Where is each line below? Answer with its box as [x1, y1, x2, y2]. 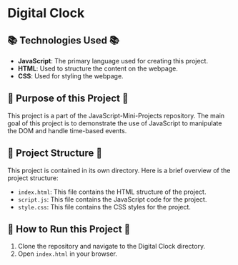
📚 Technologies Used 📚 [7, 34, 120, 46]
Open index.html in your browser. [17, 249, 118, 258]
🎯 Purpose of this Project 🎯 [7, 93, 129, 105]
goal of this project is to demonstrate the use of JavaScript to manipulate [7, 119, 222, 128]
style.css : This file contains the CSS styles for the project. [17, 202, 192, 211]
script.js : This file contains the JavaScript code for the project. [17, 194, 207, 204]
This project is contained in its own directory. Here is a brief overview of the [7, 166, 231, 175]
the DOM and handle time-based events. [7, 126, 127, 135]
